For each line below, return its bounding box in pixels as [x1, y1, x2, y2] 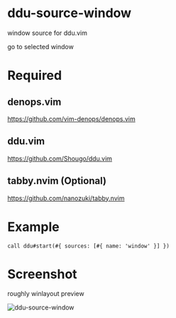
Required [7, 68, 62, 83]
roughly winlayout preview [7, 289, 84, 298]
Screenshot [7, 266, 77, 282]
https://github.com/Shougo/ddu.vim [7, 154, 112, 163]
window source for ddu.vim [7, 29, 87, 37]
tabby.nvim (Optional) [7, 175, 106, 187]
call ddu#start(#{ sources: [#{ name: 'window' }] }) [7, 242, 170, 250]
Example [7, 219, 60, 235]
